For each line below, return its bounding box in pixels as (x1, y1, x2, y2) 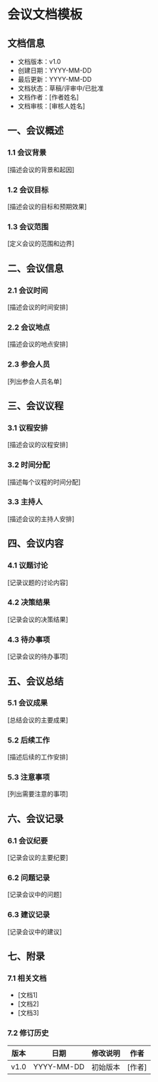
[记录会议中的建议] (7, 927, 63, 936)
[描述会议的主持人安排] (7, 514, 75, 523)
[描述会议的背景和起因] (7, 165, 75, 174)
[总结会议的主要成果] (7, 715, 69, 724)
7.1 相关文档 (7, 973, 47, 983)
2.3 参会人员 (7, 359, 51, 369)
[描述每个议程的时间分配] (7, 478, 81, 486)
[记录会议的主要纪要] (7, 853, 69, 862)
